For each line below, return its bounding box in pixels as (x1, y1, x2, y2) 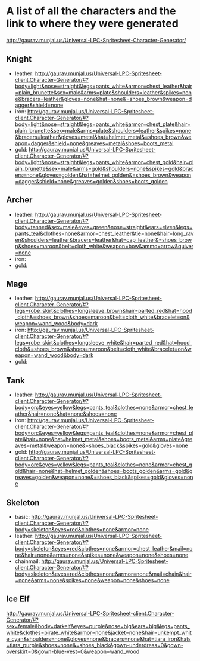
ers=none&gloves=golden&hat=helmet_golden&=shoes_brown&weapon (14, 171, 192, 179)
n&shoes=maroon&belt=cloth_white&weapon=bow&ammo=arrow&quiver (14, 242, 194, 250)
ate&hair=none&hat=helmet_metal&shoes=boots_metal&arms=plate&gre (14, 436, 193, 443)
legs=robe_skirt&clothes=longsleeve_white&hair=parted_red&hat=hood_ (14, 339, 192, 346)
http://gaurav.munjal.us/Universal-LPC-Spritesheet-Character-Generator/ (6, 36, 186, 44)
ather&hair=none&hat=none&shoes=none (14, 410, 117, 417)
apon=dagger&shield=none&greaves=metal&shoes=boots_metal (14, 139, 174, 147)
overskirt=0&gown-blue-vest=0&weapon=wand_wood (6, 648, 140, 655)
